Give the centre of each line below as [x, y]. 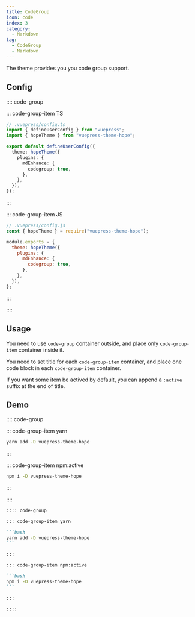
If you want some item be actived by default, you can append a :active [94, 380]
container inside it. [41, 349]
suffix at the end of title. [36, 386]
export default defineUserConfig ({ [51, 146]
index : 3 [17, 23]
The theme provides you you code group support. [68, 68]
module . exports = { [31, 242]
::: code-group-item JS [34, 215]
